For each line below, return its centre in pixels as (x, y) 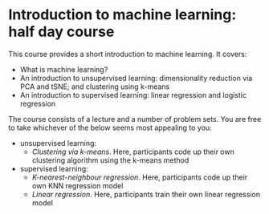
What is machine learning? (64, 69)
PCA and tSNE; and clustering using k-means (95, 87)
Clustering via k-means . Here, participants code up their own (133, 151)
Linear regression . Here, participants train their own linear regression (146, 194)
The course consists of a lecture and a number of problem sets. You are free (135, 119)
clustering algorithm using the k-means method (110, 160)
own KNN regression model (77, 185)
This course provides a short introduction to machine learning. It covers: (128, 54)
